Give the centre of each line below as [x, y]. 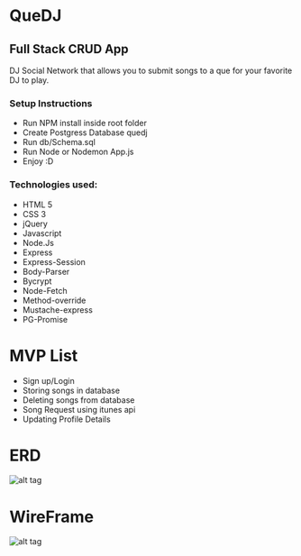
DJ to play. [29, 80]
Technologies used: [54, 185]
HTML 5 [37, 205]
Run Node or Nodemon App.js [78, 152]
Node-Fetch [45, 290]
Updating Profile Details [66, 419]
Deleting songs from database [78, 400]
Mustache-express [57, 310]
